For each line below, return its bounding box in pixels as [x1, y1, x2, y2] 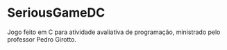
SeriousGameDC [7, 5, 106, 21]
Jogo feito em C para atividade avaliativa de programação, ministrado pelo [7, 28, 221, 36]
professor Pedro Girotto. [7, 35, 77, 43]
